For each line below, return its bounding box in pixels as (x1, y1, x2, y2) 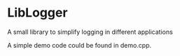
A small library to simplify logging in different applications (7, 28, 173, 36)
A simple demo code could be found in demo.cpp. (7, 41, 152, 49)
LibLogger (7, 5, 68, 21)
